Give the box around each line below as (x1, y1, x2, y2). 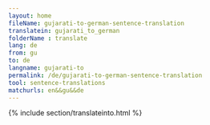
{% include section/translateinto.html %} (8, 108, 143, 118)
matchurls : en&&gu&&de (8, 86, 84, 95)
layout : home (8, 11, 52, 20)
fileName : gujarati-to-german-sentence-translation (8, 19, 184, 27)
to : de (8, 57, 30, 65)
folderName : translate (8, 34, 88, 42)
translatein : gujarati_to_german (8, 26, 120, 34)
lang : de (8, 42, 38, 50)
